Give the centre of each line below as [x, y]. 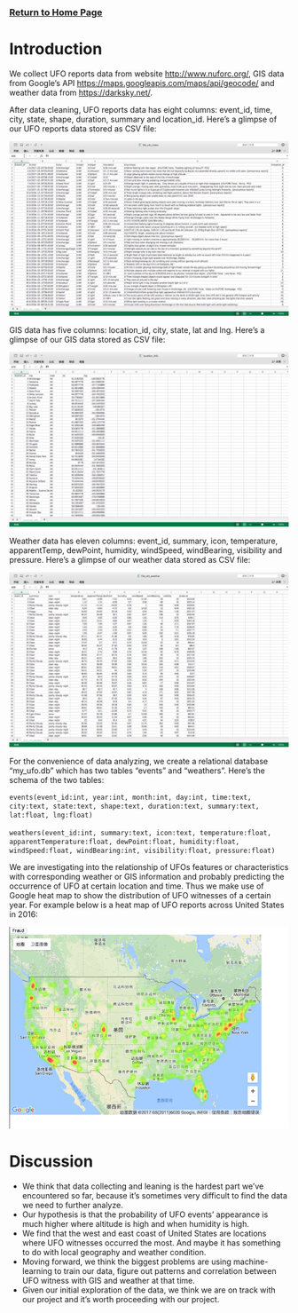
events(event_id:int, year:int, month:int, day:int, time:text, [130, 797]
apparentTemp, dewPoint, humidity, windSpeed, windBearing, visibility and [146, 550]
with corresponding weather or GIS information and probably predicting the [147, 876]
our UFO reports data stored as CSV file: [83, 128]
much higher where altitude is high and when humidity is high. [136, 1223]
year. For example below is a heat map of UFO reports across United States [147, 905]
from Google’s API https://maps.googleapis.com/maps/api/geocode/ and [142, 83]
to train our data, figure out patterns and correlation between [165, 1270]
